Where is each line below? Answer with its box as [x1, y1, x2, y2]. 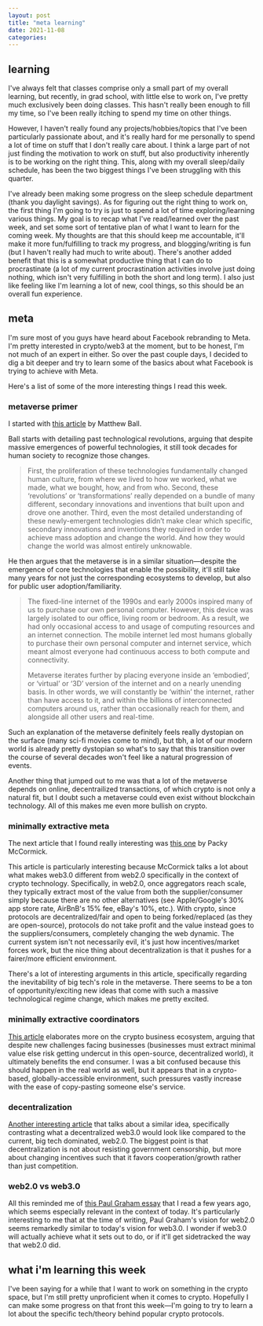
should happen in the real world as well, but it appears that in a [8, 1065, 212, 1074]
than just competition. [8, 1161, 79, 1171]
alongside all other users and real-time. [27, 712, 155, 722]
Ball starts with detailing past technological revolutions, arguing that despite [8, 434, 254, 444]
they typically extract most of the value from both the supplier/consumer [8, 887, 243, 897]
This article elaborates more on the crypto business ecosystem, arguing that [8, 1031, 255, 1041]
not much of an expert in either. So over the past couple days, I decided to [8, 349, 249, 358]
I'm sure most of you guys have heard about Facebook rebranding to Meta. [8, 332, 251, 342]
